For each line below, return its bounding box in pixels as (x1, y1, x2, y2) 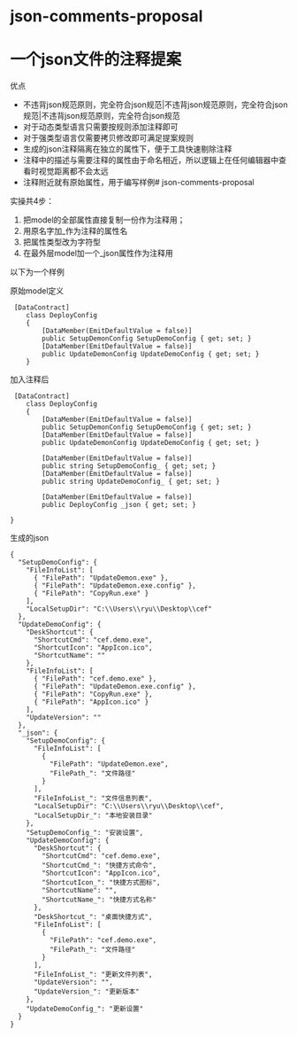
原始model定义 (10, 285, 65, 296)
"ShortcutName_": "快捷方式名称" (42, 895, 157, 905)
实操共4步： (10, 196, 55, 207)
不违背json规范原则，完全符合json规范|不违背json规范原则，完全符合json (22, 99, 288, 110)
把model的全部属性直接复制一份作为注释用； (22, 214, 186, 225)
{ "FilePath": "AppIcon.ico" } (33, 698, 149, 706)
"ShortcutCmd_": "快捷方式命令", (42, 862, 157, 870)
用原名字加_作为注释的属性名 (22, 226, 128, 237)
